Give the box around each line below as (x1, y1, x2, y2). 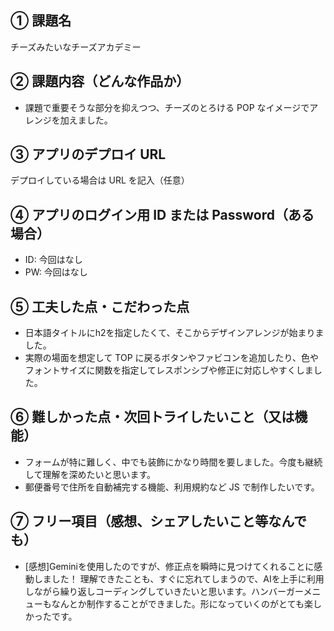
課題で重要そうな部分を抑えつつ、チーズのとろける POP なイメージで (24, 101, 310, 113)
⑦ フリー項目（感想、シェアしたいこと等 (10, 513, 269, 530)
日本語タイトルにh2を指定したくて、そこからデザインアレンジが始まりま (24, 327, 325, 339)
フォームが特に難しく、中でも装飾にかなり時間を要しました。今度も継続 (24, 456, 323, 468)
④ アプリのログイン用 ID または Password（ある (10, 206, 315, 223)
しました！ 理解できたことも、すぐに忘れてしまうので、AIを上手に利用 (33, 572, 325, 585)
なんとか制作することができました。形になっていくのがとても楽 (51, 597, 313, 610)
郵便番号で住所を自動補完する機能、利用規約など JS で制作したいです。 (24, 481, 320, 493)
